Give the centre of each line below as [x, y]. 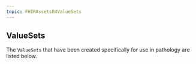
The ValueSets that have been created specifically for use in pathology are [98, 50]
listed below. [22, 56]
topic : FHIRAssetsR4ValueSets [44, 12]
